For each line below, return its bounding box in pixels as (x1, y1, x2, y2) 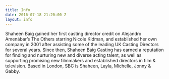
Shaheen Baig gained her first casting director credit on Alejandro (5, 31, 142, 37)
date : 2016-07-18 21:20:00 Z (5, 12, 67, 17)
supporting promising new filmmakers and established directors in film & (5, 58, 156, 64)
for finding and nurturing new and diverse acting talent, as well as (5, 52, 142, 58)
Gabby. (5, 68, 20, 74)
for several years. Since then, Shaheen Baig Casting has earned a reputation (5, 47, 164, 53)
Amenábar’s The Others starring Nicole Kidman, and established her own (5, 36, 157, 42)
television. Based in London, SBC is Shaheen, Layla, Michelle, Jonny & (5, 63, 151, 69)
